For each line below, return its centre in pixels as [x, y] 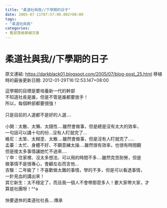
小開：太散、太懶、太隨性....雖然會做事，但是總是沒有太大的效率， [73, 126]
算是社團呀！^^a [22, 189]
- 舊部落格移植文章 [22, 33]
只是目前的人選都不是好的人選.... [38, 115]
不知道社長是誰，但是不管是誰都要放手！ [47, 97]
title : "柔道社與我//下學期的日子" [38, 10]
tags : [11, 19]
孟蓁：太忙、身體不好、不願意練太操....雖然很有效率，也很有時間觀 [73, 145]
